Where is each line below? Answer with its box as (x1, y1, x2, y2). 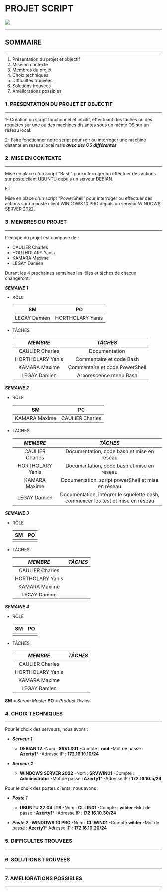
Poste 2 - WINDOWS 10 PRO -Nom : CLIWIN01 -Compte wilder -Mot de (12, 819, 160, 825)
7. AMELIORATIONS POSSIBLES (5, 875, 82, 882)
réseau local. (5, 127, 32, 133)
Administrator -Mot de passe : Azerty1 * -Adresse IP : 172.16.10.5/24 (19, 775, 162, 781)
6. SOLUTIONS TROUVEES (5, 856, 70, 863)
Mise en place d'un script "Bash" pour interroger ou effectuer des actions (5, 171, 156, 177)
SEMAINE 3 (5, 510, 29, 516)
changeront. (5, 275, 30, 281)
